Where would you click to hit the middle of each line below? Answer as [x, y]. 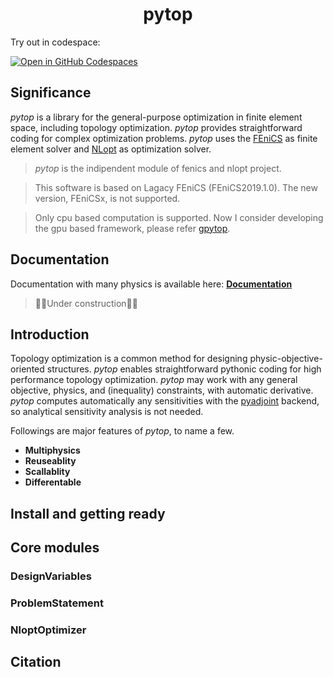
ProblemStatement [57, 603]
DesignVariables [51, 576]
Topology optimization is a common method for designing [129, 359]
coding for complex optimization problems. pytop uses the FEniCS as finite [164, 138]
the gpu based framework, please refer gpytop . [132, 228]
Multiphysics [52, 450]
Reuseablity [50, 461]
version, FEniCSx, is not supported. [107, 198]
